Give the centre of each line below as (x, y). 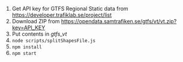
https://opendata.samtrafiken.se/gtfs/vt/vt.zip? (119, 21)
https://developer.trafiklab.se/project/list (62, 15)
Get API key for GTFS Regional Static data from (70, 9)
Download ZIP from (36, 21)
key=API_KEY (28, 27)
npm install (27, 47)
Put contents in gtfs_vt (39, 34)
